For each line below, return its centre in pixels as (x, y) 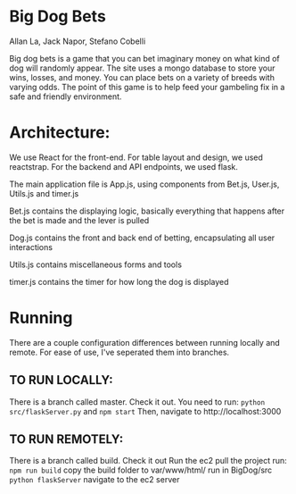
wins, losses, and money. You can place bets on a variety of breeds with (142, 77)
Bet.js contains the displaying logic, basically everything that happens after (147, 211)
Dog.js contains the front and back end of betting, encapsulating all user (142, 238)
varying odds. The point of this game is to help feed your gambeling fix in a (147, 87)
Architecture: (60, 133)
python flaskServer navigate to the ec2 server (95, 480)
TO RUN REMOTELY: (66, 440)
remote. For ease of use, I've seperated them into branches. (119, 352)
